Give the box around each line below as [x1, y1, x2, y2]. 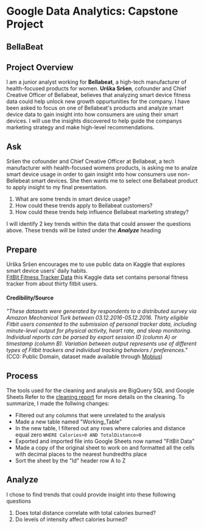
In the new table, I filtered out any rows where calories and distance [15, 425, 186, 432]
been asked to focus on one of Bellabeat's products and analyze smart [6, 104, 184, 112]
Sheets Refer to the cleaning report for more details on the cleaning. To [6, 394, 185, 401]
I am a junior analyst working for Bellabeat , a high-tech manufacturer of [6, 78, 187, 86]
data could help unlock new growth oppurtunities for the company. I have [6, 98, 190, 105]
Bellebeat [6, 177, 30, 184]
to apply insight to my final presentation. [6, 184, 108, 191]
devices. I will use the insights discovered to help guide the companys [6, 117, 182, 124]
